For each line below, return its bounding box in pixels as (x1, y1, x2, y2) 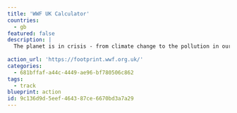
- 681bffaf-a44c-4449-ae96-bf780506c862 (13, 69, 134, 76)
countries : (7, 17, 39, 24)
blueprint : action (7, 88, 61, 95)
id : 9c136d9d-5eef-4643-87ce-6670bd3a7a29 (7, 95, 134, 102)
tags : (7, 75, 23, 83)
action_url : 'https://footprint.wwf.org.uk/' (7, 56, 143, 63)
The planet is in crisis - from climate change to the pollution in (13, 43, 219, 50)
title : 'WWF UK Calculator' (7, 10, 90, 18)
